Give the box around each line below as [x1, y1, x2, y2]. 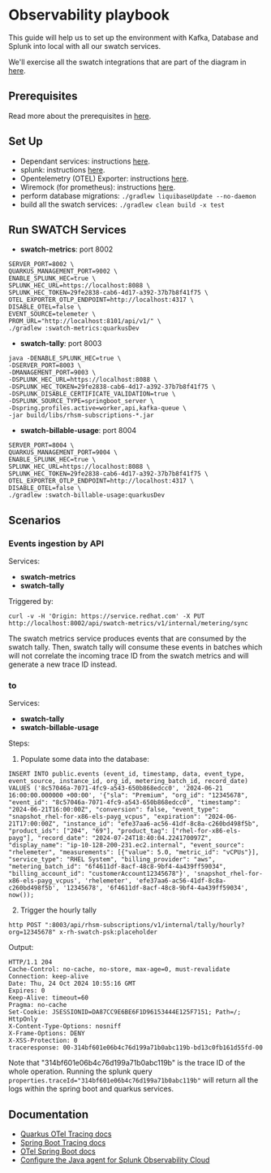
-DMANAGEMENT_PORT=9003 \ [8, 369, 96, 377]
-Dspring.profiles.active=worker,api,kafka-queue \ [8, 405, 187, 413]
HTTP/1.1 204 [8, 958, 53, 966]
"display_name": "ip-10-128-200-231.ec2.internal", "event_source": [8, 841, 245, 850]
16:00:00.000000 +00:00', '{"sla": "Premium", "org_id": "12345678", [8, 791, 249, 799]
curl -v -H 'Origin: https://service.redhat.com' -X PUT [8, 612, 205, 620]
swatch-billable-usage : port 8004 [19, 426, 137, 435]
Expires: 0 [8, 987, 45, 995]
